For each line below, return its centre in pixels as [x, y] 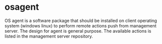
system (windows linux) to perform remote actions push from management [81, 25]
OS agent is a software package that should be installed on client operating [81, 21]
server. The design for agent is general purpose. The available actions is [78, 31]
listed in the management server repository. [49, 36]
